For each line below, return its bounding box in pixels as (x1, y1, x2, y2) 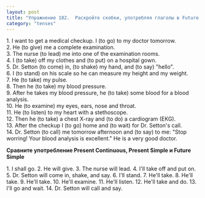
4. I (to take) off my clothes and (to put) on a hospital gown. (6, 56, 157, 64)
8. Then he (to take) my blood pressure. (6, 83, 107, 90)
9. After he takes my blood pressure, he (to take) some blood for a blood (6, 89, 189, 97)
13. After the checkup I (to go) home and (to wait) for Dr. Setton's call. (6, 122, 182, 129)
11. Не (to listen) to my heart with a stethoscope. (6, 109, 128, 116)
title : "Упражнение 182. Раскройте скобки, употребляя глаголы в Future (6, 15, 199, 21)
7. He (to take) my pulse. (6, 76, 68, 83)
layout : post (6, 9, 40, 15)
